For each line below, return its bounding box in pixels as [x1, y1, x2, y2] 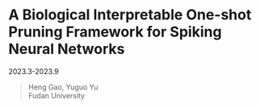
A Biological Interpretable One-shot [8, 6, 252, 24]
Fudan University [27, 90, 86, 100]
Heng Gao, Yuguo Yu [27, 82, 99, 92]
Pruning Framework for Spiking [8, 23, 222, 41]
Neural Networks [8, 40, 125, 58]
